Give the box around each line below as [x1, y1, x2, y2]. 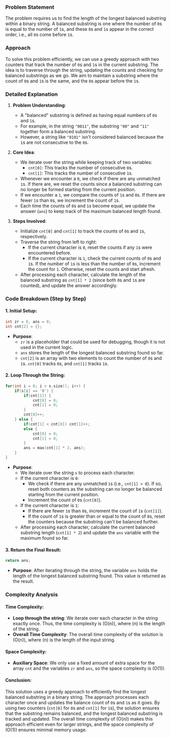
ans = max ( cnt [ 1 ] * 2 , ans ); [23, 446, 86, 451]
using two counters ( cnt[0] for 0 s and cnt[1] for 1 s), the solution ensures [5, 705, 160, 711]
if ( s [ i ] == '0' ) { [14, 388, 54, 393]
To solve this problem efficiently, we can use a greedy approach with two [5, 56, 159, 62]
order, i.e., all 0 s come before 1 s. [5, 32, 74, 38]
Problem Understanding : [12, 102, 66, 108]
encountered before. [28, 249, 71, 256]
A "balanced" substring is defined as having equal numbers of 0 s [20, 112, 157, 118]
